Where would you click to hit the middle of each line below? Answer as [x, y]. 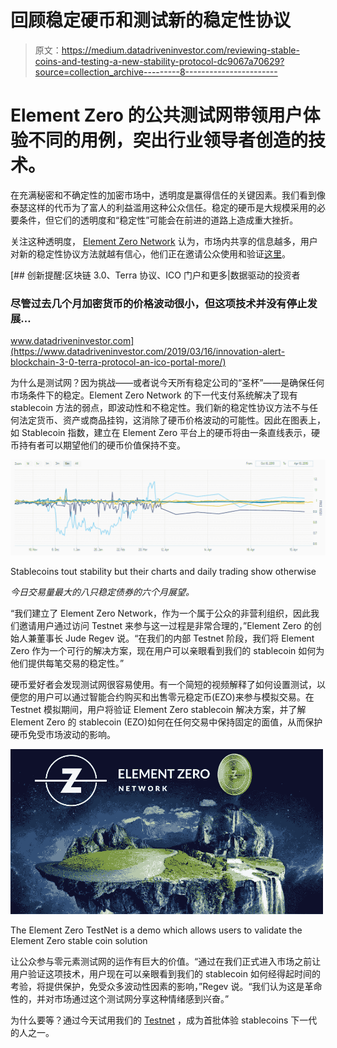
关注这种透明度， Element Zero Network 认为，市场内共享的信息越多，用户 [164, 241]
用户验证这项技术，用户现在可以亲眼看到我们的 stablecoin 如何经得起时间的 [165, 974]
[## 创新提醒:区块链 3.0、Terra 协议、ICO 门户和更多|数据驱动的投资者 [155, 275]
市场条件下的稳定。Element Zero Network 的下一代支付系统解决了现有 [154, 395]
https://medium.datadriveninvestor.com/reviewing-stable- [180, 50]
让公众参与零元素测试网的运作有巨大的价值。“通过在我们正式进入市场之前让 [166, 962]
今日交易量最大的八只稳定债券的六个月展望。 [102, 592]
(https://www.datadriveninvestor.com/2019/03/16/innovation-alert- [148, 352]
